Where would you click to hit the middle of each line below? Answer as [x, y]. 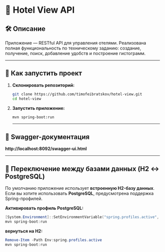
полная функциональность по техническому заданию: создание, [73, 48]
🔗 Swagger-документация [47, 137]
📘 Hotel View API [40, 10]
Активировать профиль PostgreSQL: [44, 208]
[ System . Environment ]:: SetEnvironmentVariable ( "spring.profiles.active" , [82, 217]
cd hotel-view [27, 99]
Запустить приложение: [38, 108]
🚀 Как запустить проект [44, 73]
